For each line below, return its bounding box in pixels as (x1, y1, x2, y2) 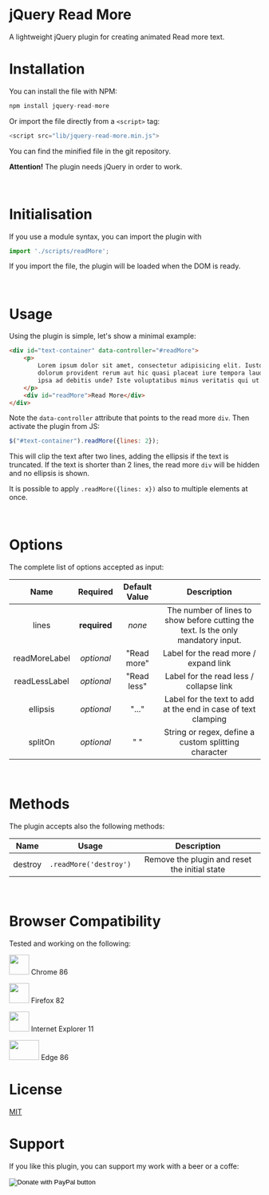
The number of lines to (167, 605, 252, 616)
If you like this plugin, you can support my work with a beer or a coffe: (9, 1161, 239, 1171)
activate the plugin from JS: (9, 422, 101, 431)
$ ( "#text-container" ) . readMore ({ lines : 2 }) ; (9, 437, 160, 445)
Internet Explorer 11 (30, 1024, 94, 1034)
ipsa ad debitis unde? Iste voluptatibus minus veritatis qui (38, 376, 249, 384)
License (9, 1081, 63, 1099)
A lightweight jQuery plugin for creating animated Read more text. (9, 32, 225, 42)
